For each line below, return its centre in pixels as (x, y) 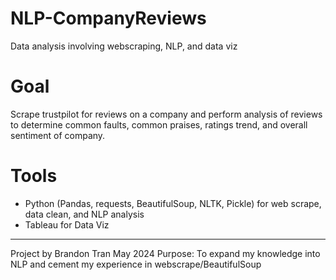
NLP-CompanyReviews (108, 18)
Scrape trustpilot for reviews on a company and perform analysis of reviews (166, 114)
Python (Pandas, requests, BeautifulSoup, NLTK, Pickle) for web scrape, (173, 203)
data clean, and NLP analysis (84, 214)
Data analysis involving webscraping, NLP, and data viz (124, 46)
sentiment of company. (58, 135)
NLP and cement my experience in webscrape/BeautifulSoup (136, 264)
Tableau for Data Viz (67, 224)
